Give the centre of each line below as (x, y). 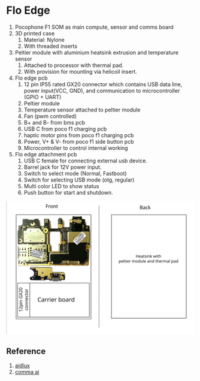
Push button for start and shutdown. (68, 192)
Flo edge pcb (31, 78)
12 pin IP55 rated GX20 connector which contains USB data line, (103, 84)
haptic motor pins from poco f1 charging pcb (79, 135)
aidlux (22, 365)
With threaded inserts (51, 46)
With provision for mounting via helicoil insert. (81, 71)
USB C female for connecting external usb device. (86, 161)
